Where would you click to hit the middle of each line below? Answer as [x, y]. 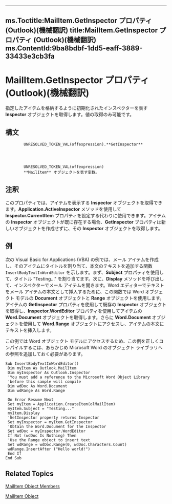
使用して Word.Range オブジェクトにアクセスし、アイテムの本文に [93, 324]
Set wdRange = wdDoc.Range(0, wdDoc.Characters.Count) [67, 444]
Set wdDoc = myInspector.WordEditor [47, 431]
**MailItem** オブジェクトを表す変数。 [62, 173]
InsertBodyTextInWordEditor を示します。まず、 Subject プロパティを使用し [85, 272]
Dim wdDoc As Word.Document [37, 386]
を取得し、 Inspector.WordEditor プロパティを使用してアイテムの [74, 311]
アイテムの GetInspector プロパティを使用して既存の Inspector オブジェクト [86, 304]
